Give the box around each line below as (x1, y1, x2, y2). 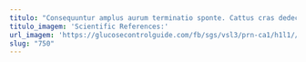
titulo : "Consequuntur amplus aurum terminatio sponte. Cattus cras (9, 13, 275, 23)
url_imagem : (9, 30, 55, 39)
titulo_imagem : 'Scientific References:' (9, 22, 169, 31)
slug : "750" (9, 38, 55, 48)
